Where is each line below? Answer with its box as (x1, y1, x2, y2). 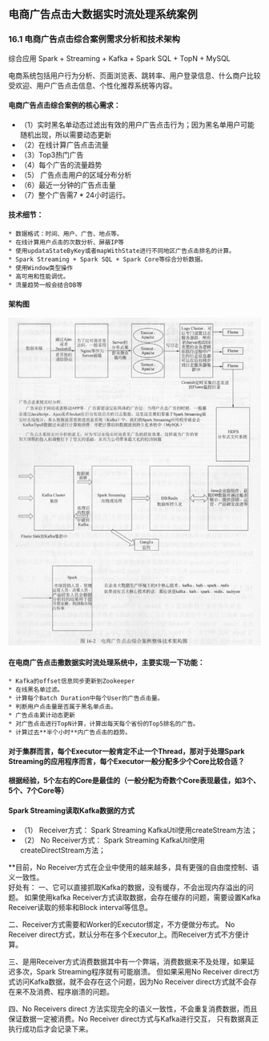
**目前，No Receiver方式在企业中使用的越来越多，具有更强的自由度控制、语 (8, 862, 259, 872)
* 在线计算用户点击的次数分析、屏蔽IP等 (8, 239, 124, 247)
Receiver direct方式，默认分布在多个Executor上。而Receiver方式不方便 (8, 929, 243, 939)
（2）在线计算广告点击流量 (19, 140, 110, 149)
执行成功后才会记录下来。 (8, 1023, 93, 1034)
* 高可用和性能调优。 (8, 272, 70, 281)
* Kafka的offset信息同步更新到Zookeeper (8, 677, 135, 685)
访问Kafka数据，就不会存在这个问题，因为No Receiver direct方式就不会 (14, 977, 251, 986)
